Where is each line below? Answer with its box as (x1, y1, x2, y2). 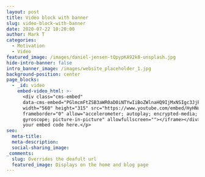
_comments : (6, 150, 34, 156)
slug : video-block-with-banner (6, 20, 86, 26)
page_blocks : (6, 77, 40, 83)
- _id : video (12, 83, 45, 89)
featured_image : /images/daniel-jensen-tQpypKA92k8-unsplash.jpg (6, 54, 176, 60)
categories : (6, 37, 37, 43)
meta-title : (12, 133, 43, 140)
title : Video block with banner (6, 15, 88, 21)
